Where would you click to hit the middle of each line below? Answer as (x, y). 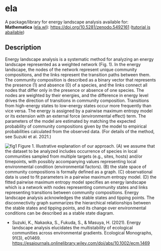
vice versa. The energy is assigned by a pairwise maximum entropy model (79, 111)
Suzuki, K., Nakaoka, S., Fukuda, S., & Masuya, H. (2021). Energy (76, 222)
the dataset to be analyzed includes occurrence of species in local (71, 151)
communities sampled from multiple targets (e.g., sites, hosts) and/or (74, 156)
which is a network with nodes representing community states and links (76, 187)
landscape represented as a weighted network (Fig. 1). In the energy (73, 64)
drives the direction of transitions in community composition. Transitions (77, 100)
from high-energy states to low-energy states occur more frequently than (78, 105)
